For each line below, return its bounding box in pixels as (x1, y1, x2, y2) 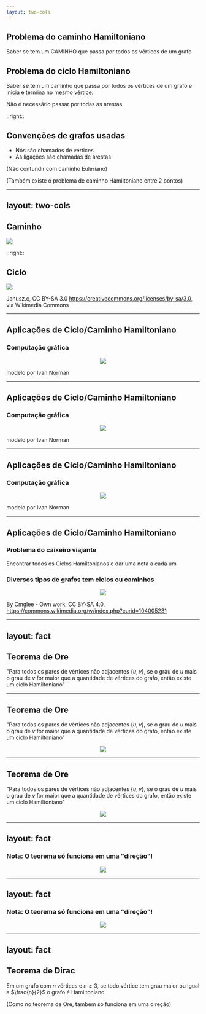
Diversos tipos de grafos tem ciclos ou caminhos (6, 575, 154, 584)
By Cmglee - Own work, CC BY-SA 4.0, (6, 600, 105, 608)
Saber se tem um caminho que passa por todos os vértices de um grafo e (6, 82, 192, 90)
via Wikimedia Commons (6, 302, 69, 309)
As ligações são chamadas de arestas (15, 153, 112, 160)
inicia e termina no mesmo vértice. (6, 88, 94, 96)
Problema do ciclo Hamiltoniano (6, 66, 131, 76)
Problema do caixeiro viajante (6, 546, 97, 554)
